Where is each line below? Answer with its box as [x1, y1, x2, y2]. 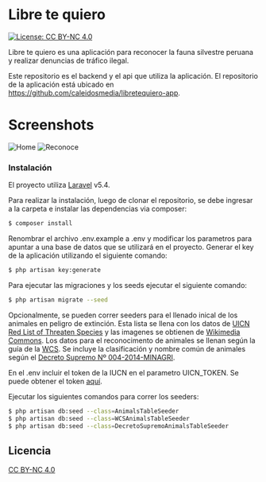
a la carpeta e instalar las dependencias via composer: [8, 204, 187, 214]
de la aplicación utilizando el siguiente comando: [8, 251, 168, 260]
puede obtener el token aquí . [8, 376, 103, 386]
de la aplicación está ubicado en [8, 80, 114, 89]
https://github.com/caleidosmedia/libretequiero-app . [8, 87, 181, 97]
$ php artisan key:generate [8, 266, 102, 274]
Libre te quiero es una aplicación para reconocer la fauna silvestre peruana [8, 47, 254, 56]
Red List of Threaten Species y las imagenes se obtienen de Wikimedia [8, 327, 241, 336]
